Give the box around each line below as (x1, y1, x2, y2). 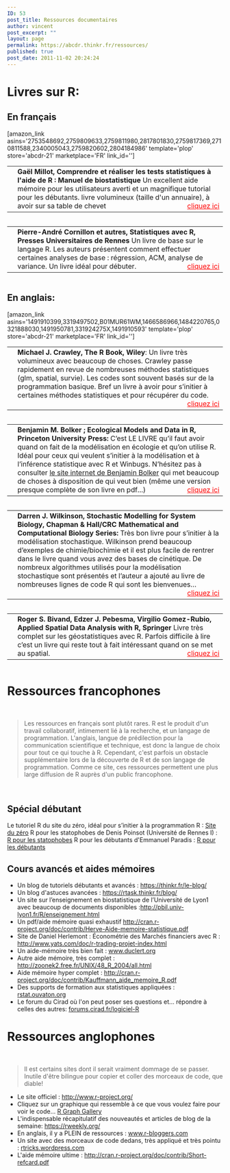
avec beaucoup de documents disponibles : (16, 903, 141, 911)
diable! (23, 1080, 43, 1088)
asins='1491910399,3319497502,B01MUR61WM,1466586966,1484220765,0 (7, 317, 220, 325)
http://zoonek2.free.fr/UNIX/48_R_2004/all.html (16, 961, 152, 970)
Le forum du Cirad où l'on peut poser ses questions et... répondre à (16, 998, 207, 1006)
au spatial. (17, 648, 51, 658)
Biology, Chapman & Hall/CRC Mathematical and (17, 519, 179, 529)
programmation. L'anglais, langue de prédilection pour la (23, 734, 183, 742)
